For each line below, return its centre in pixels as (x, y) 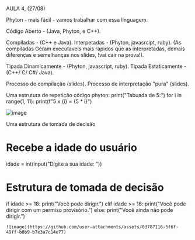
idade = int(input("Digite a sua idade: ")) (54, 164)
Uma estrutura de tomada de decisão (51, 124)
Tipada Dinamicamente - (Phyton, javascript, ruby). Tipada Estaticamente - (96, 66)
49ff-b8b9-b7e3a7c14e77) (36, 232)
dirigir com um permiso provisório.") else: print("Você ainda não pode (90, 210)
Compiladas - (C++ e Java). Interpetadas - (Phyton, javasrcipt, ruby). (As (94, 42)
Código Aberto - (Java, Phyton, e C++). (53, 31)
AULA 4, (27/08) (26, 8)
